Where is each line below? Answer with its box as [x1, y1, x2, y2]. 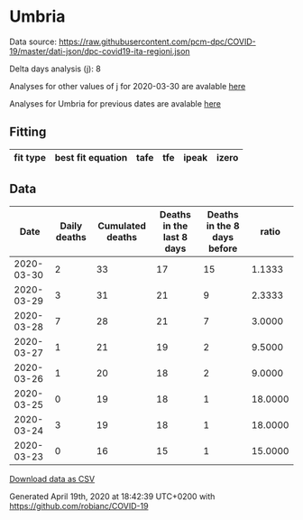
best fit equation [54, 151, 128, 163]
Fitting [9, 125, 47, 140]
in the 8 [206, 219, 240, 232]
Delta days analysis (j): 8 [9, 63, 101, 74]
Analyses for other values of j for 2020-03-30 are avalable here [9, 80, 246, 91]
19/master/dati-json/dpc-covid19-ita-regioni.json [9, 45, 191, 56]
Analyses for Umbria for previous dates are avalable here [9, 97, 221, 109]
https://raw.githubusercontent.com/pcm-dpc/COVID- [58, 36, 257, 47]
